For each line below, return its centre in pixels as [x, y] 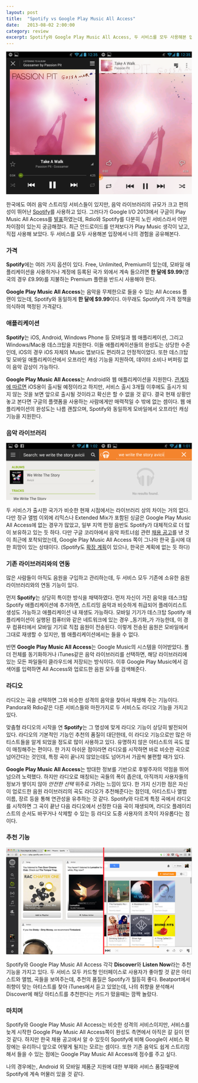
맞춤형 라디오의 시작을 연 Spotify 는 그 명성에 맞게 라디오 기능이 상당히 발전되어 [97, 727]
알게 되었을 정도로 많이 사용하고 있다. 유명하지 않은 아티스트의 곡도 [108, 742]
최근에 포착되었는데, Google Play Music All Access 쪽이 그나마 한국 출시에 [98, 539]
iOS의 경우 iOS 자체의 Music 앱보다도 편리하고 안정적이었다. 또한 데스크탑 [103, 352]
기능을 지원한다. [24, 416]
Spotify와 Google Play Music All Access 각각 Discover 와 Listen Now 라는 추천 [99, 965]
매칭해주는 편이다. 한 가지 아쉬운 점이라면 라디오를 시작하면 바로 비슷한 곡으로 [101, 749]
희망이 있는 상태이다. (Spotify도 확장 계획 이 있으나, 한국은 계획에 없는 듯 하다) [101, 547]
